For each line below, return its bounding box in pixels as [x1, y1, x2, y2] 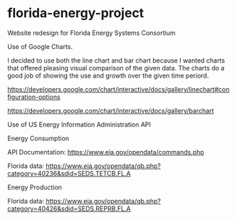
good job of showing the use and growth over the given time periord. [7, 71, 209, 80]
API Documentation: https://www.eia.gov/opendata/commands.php [7, 147, 204, 156]
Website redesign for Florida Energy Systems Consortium [7, 28, 176, 37]
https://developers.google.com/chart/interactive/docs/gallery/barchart [7, 106, 214, 115]
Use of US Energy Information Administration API [7, 120, 152, 129]
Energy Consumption [7, 134, 70, 142]
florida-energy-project [7, 5, 144, 21]
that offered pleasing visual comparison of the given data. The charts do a [7, 63, 225, 72]
